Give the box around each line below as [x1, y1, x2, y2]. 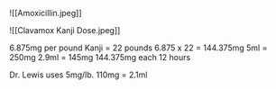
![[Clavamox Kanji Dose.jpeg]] [9, 25, 121, 35]
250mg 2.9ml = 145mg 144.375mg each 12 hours [9, 52, 191, 62]
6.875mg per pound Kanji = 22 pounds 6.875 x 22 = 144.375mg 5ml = [9, 42, 268, 53]
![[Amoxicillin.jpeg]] [9, 8, 83, 18]
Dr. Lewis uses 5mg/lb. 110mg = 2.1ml [9, 69, 148, 80]
